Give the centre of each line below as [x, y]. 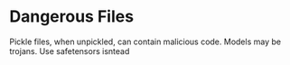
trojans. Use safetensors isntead [70, 51]
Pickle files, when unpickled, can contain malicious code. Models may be [145, 42]
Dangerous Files [71, 17]
